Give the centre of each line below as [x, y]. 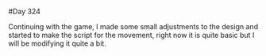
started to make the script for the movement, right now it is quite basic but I [131, 35]
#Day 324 [25, 11]
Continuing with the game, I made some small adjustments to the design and [133, 26]
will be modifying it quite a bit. [58, 43]
